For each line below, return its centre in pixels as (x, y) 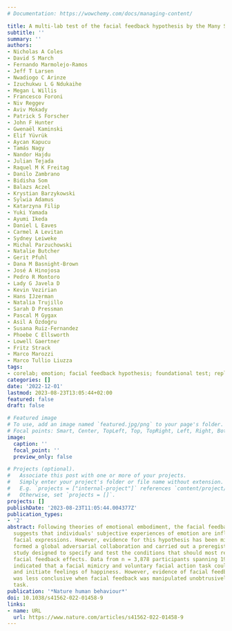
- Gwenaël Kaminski (35, 129)
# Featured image (32, 418)
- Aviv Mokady (28, 110)
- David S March (30, 58)
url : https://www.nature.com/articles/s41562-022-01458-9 (99, 617)
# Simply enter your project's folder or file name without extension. (116, 482)
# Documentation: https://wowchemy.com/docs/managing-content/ (100, 13)
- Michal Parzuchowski (40, 245)
